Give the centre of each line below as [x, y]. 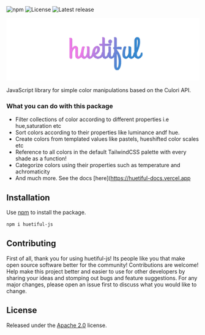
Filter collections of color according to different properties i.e [92, 119]
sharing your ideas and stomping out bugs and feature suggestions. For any [102, 278]
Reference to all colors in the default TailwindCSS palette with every [101, 152]
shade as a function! [41, 159]
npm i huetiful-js [30, 224]
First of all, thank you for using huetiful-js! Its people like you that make [96, 258]
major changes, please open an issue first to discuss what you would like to [102, 284]
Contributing [31, 244]
